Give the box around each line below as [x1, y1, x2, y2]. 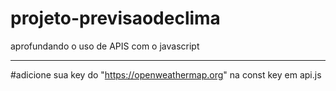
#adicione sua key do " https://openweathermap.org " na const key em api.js [10, 68, 322, 81]
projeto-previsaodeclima [10, 7, 221, 30]
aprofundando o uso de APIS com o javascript [10, 40, 200, 52]
